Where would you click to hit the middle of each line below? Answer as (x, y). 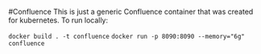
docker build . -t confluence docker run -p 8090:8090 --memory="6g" (127, 36)
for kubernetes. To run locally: (58, 20)
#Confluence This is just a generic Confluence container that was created (131, 12)
